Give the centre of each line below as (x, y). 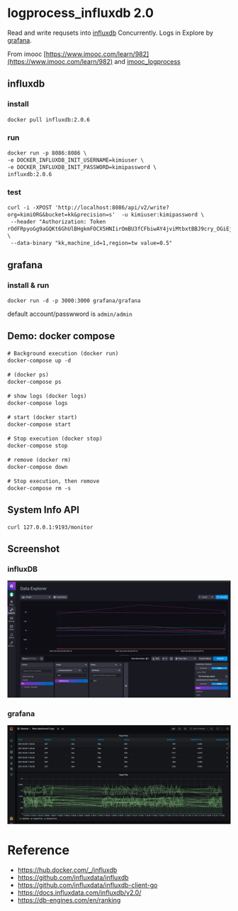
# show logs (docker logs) (47, 396)
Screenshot (34, 549)
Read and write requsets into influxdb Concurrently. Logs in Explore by (110, 33)
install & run (28, 285)
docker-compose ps (34, 382)
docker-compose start (39, 424)
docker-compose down (38, 467)
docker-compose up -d (39, 360)
